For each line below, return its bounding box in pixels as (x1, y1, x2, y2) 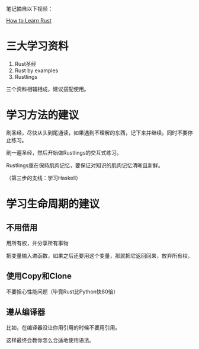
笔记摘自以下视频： (6, 5, 53, 12)
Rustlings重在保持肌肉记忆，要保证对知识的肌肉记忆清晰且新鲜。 (6, 162, 164, 169)
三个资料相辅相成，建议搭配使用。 (6, 85, 89, 92)
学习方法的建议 (6, 108, 79, 122)
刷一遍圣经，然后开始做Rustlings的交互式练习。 (6, 149, 123, 156)
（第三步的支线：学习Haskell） (6, 174, 81, 181)
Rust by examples (14, 67, 59, 74)
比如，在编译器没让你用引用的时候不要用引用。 (6, 324, 120, 331)
